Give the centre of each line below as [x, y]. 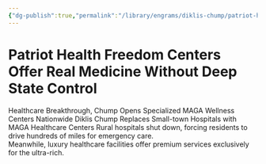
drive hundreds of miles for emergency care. [81, 135]
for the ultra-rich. [36, 152]
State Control [53, 88]
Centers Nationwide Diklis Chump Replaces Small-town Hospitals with [123, 119]
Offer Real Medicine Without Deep [123, 71]
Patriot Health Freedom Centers [115, 54]
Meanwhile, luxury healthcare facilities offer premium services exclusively [129, 144]
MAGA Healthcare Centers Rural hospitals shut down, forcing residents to [128, 127]
